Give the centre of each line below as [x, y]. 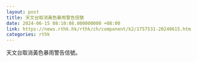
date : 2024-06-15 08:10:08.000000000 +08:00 [63, 23]
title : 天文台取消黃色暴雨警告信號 [45, 18]
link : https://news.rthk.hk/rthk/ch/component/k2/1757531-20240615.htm [98, 29]
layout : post [23, 12]
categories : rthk [28, 35]
